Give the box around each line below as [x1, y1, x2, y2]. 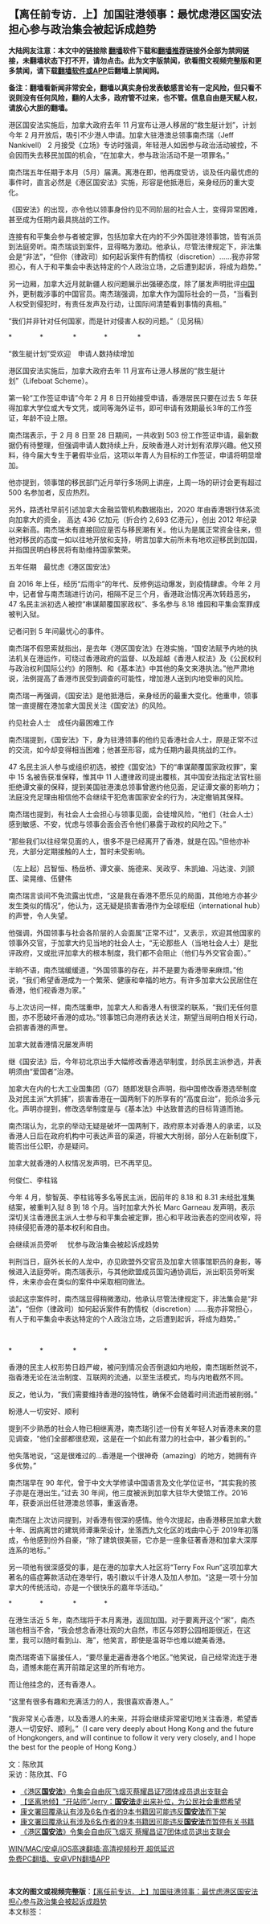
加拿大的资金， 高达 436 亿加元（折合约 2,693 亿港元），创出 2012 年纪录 [14, 514, 257, 524]
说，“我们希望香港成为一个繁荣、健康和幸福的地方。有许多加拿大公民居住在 [8, 975, 259, 985]
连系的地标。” [8, 1545, 51, 1555]
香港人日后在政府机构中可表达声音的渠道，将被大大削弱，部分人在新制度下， [8, 1131, 262, 1141]
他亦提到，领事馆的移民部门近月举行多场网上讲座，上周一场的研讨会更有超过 [8, 477, 262, 487]
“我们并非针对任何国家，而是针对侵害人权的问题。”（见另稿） [8, 316, 209, 326]
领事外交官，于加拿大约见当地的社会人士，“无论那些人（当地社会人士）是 [8, 938, 252, 948]
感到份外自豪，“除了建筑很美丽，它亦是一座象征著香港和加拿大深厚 [35, 1535, 259, 1544]
